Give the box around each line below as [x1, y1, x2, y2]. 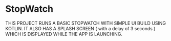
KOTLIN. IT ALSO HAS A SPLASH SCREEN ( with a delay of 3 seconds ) [5, 25, 156, 31]
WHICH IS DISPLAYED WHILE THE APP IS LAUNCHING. [5, 31, 123, 37]
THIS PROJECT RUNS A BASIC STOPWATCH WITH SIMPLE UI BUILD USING [5, 20, 166, 26]
